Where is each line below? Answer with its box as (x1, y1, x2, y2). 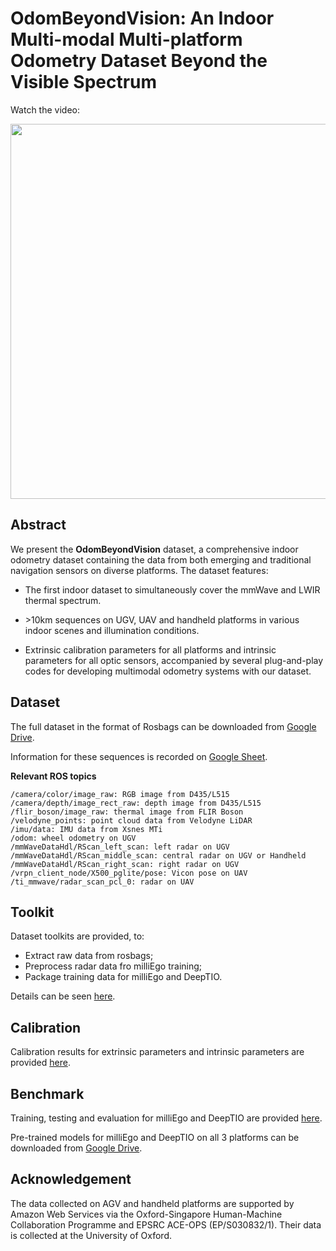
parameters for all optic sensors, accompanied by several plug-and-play (24, 654, 324, 666)
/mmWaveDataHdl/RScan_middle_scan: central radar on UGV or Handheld (10, 850, 307, 861)
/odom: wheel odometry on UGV (10, 833, 137, 843)
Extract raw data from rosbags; (24, 950, 154, 962)
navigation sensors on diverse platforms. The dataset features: (10, 564, 269, 576)
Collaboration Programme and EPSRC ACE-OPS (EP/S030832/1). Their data (10, 1218, 322, 1231)
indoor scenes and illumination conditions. (24, 624, 200, 636)
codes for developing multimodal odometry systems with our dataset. (24, 665, 312, 677)
